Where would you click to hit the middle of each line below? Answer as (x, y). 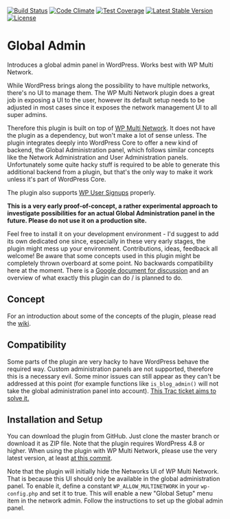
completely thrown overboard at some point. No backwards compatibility (110, 263)
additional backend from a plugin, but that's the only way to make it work (110, 171)
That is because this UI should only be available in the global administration (114, 479)
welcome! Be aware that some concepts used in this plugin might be (104, 255)
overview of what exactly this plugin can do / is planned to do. (95, 277)
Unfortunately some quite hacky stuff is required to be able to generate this (114, 165)
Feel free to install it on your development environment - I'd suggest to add (113, 233)
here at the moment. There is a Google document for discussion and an (108, 270)
